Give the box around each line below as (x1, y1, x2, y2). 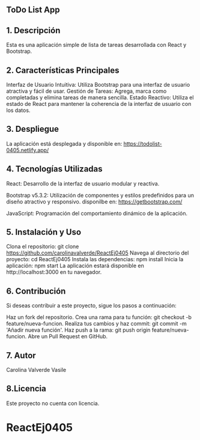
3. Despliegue (6, 124, 59, 134)
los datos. (6, 107, 31, 114)
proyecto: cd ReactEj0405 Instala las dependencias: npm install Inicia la (6, 256, 184, 263)
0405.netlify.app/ (6, 146, 49, 153)
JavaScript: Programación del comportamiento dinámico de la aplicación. (6, 209, 188, 217)
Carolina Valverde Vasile (6, 367, 67, 374)
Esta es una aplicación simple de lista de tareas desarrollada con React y (6, 42, 187, 49)
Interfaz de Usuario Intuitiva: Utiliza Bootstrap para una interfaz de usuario (6, 81, 190, 88)
